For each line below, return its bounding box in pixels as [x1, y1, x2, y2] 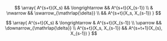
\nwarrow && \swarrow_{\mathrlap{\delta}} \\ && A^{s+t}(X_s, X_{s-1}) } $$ [6, 10, 161, 16]
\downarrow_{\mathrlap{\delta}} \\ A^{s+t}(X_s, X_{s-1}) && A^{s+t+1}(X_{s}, [5, 25, 163, 31]
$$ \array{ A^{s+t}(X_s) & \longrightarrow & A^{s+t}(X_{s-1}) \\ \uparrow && [6, 20, 162, 25]
